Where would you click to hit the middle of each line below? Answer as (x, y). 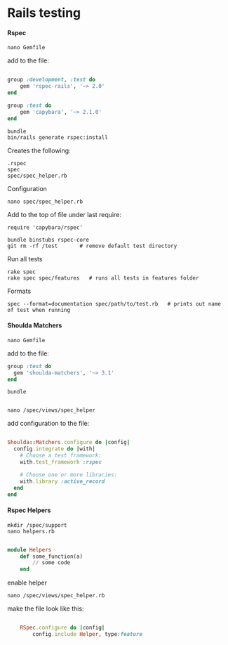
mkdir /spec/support (38, 525)
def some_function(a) (51, 556)
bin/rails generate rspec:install (58, 137)
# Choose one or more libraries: (69, 475)
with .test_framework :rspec (61, 462)
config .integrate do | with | (55, 449)
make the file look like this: (46, 608)
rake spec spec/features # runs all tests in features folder (103, 278)
